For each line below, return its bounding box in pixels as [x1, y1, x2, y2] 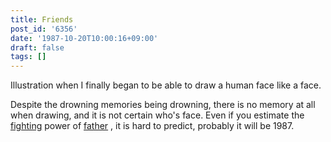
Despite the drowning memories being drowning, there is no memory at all [10, 99, 316, 111]
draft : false [10, 42, 65, 53]
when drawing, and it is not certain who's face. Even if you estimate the [10, 109, 305, 121]
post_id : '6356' [10, 24, 78, 34]
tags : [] [10, 52, 47, 62]
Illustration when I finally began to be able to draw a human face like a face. [10, 79, 322, 91]
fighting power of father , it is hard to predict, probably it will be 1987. [10, 120, 295, 132]
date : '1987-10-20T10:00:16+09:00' [10, 33, 159, 43]
